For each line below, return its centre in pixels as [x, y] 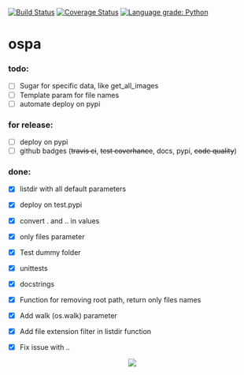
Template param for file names [69, 95]
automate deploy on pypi [60, 103]
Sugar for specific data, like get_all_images [89, 86]
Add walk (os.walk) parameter [68, 315]
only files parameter [52, 236]
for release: [31, 125]
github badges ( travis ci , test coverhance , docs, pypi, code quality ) [128, 151]
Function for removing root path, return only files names [110, 299]
